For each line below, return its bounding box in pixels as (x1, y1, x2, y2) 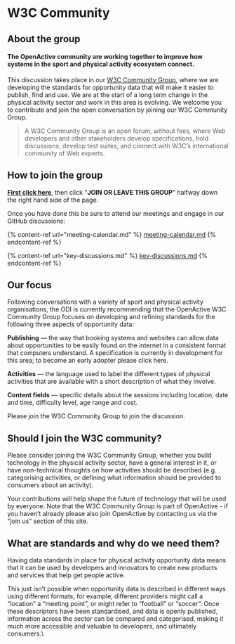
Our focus (7, 279, 52, 291)
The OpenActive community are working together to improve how (7, 53, 203, 61)
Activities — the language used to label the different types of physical (7, 370, 210, 378)
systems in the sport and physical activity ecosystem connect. (7, 60, 195, 68)
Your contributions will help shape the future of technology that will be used (7, 494, 227, 503)
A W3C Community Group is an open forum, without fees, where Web (24, 127, 226, 135)
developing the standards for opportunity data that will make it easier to (7, 83, 214, 91)
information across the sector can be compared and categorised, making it (7, 614, 224, 623)
